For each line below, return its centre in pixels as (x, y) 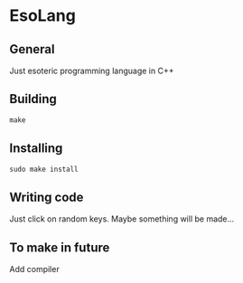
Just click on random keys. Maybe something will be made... (122, 219)
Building (33, 99)
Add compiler (35, 269)
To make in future (60, 247)
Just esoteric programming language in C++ (92, 71)
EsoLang (43, 16)
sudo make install (44, 169)
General (33, 49)
